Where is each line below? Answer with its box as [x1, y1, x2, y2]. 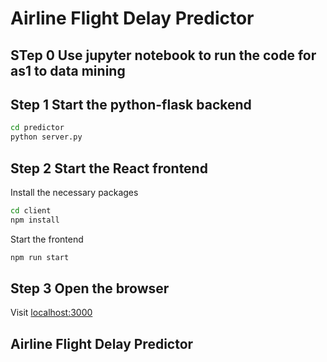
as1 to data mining [10, 62, 126, 79]
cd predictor [10, 123, 65, 133]
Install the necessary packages [10, 186, 139, 198]
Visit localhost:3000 [10, 307, 93, 319]
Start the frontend [10, 233, 84, 245]
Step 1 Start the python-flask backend [10, 96, 252, 113]
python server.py [10, 132, 83, 142]
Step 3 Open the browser [10, 280, 170, 297]
